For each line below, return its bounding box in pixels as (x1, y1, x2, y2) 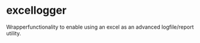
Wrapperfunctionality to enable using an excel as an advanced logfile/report (6, 23, 194, 30)
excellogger (6, 4, 67, 17)
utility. (6, 29, 22, 36)
